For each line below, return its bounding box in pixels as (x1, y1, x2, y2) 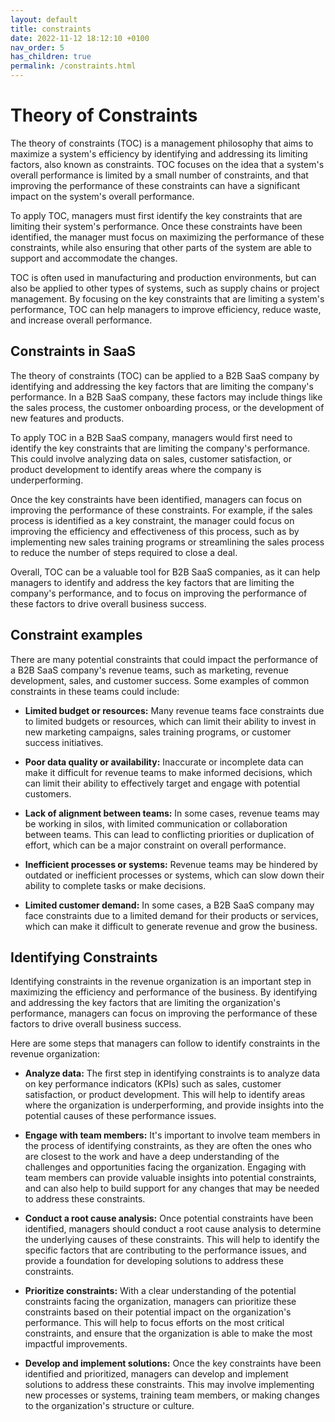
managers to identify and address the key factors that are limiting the (10, 576, 295, 588)
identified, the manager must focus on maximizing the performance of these (10, 231, 325, 243)
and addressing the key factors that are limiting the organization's (10, 997, 281, 1009)
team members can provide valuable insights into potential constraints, (24, 1172, 317, 1184)
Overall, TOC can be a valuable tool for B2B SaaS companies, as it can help (10, 566, 321, 578)
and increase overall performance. (10, 314, 153, 326)
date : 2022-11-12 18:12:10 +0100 (10, 33, 150, 43)
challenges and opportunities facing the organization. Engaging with (24, 1161, 307, 1173)
